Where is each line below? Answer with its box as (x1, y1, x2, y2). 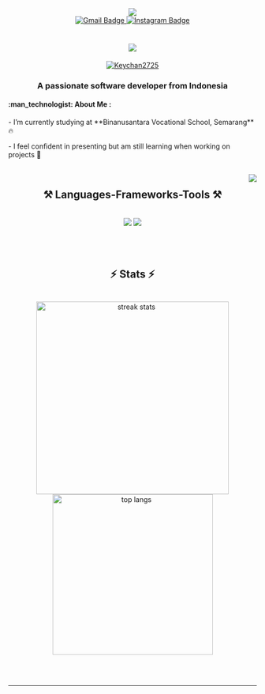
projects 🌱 (8, 150, 42, 160)
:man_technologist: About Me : (8, 100, 112, 109)
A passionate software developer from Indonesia (36, 80, 229, 91)
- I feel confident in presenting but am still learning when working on (8, 141, 230, 151)
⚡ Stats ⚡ (110, 268, 155, 281)
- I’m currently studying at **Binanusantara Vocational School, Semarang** (8, 118, 255, 127)
